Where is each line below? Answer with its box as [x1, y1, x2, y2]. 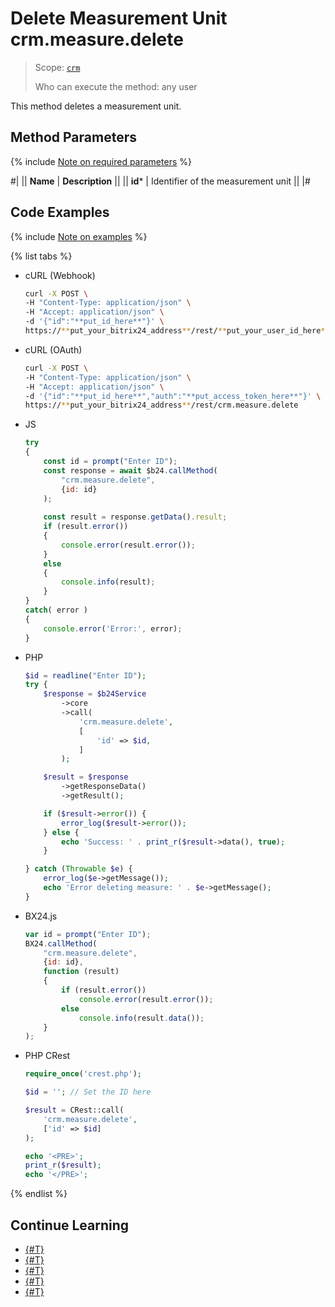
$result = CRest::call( [24, 1105, 125, 1116]
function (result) [43, 967, 120, 977]
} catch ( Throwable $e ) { [24, 864, 133, 874]
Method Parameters [10, 129, 137, 146]
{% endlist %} [10, 1188, 68, 1200]
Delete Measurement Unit [10, 7, 228, 30]
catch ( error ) [24, 605, 89, 616]
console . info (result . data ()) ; [78, 1013, 205, 1023]
